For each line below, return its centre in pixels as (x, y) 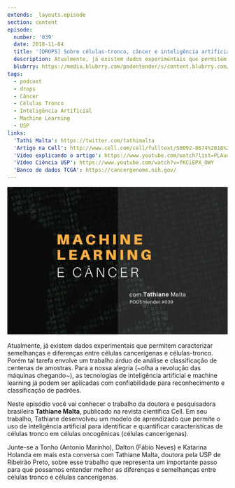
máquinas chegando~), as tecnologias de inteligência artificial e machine (113, 376)
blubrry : (26, 67)
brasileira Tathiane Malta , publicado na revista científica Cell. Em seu (107, 412)
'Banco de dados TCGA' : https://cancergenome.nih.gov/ (95, 170)
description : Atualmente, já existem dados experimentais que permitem (120, 60)
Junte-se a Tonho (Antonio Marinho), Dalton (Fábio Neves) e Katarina (107, 447)
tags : (15, 74)
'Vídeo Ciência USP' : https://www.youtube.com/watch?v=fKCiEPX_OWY (114, 163)
